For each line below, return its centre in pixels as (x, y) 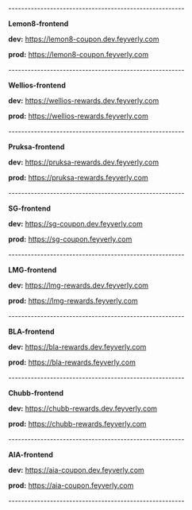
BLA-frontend (31, 331)
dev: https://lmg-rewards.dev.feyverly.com (79, 285)
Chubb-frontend (36, 393)
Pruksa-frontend (36, 147)
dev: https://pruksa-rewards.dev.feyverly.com (84, 162)
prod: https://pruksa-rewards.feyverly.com (78, 178)
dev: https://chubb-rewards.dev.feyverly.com (83, 408)
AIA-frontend (31, 454)
